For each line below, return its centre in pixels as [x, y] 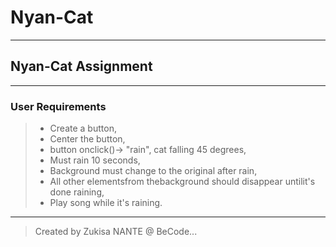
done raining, [77, 192]
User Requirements [58, 106]
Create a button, [83, 128]
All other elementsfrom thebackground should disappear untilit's [182, 182]
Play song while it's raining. [106, 203]
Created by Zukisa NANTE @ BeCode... [116, 232]
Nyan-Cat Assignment [81, 66]
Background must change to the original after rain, [153, 171]
